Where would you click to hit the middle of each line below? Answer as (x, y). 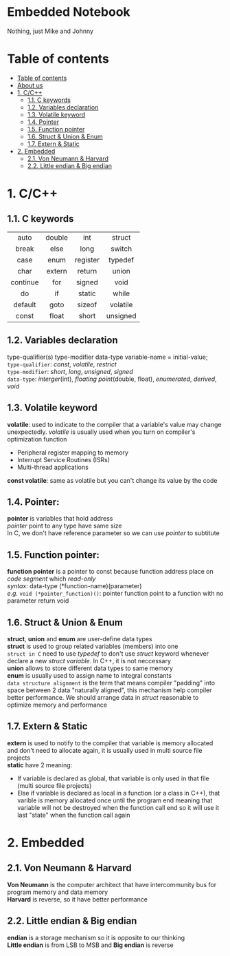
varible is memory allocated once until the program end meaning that (115, 800)
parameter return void (38, 601)
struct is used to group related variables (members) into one (93, 646)
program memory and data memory (58, 892)
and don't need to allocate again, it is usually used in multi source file (105, 750)
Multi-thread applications (53, 467)
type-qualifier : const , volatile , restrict (62, 364)
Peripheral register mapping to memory (73, 453)
